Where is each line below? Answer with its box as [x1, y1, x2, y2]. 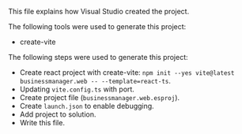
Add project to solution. [19, 110, 96, 119]
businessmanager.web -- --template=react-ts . [19, 76, 172, 85]
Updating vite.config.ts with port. [19, 84, 134, 94]
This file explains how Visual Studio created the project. [8, 7, 190, 16]
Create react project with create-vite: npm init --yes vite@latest [19, 68, 235, 77]
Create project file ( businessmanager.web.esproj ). [19, 93, 180, 102]
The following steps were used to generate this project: [8, 53, 188, 61]
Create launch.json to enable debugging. [19, 102, 154, 110]
